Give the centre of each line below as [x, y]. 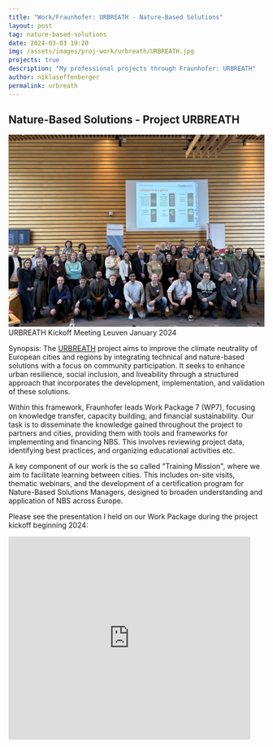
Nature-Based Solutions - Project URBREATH [124, 120]
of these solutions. [39, 392]
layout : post [30, 26]
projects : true [34, 60]
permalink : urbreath [43, 85]
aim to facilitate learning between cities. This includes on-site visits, [122, 475]
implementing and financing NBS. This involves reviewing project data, [127, 442]
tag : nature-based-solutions [58, 34]
